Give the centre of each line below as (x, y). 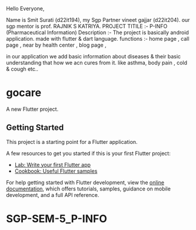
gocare (24, 93)
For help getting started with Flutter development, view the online (85, 182)
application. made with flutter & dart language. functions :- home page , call (98, 39)
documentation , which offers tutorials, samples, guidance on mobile (88, 189)
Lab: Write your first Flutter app (53, 165)
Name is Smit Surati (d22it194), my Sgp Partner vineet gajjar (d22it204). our (98, 20)
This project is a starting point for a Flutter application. (72, 142)
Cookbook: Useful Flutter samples (56, 171)
